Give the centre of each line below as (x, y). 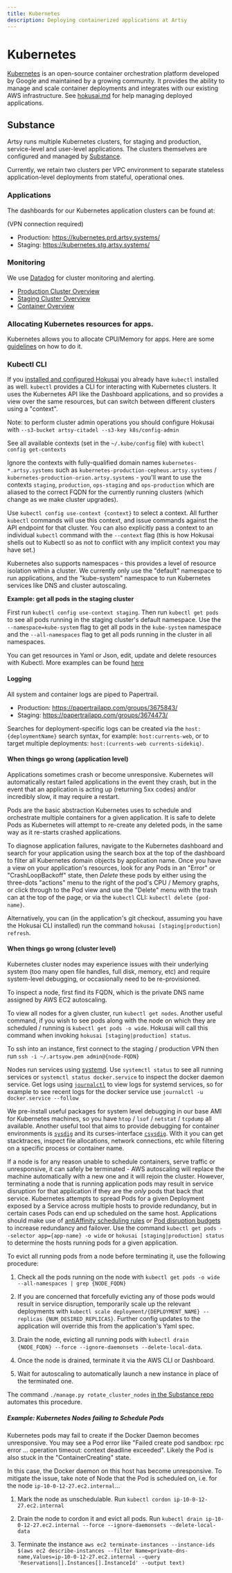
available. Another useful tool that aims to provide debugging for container (113, 1126)
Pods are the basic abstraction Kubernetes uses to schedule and (99, 810)
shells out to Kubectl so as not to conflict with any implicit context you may (114, 543)
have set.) (21, 550)
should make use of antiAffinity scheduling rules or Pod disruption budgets (114, 1221)
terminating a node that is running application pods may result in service (110, 1184)
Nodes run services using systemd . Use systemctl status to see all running (115, 1070)
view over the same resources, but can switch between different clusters (111, 402)
